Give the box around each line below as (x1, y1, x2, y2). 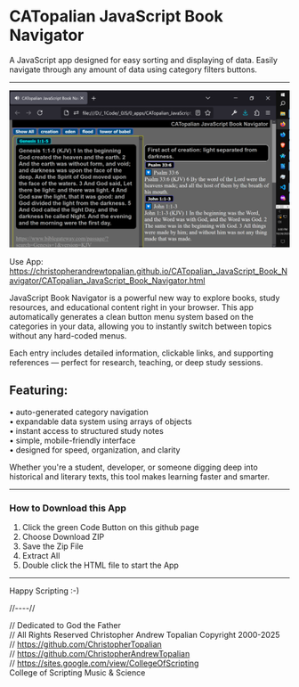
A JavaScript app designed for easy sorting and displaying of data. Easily (9, 54, 279, 65)
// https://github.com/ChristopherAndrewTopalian (9, 649, 190, 659)
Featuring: (9, 383, 69, 398)
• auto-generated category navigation (9, 406, 149, 417)
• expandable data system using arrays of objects (9, 416, 193, 427)
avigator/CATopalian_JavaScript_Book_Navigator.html (9, 274, 206, 286)
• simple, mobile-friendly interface (9, 435, 136, 446)
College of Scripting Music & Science (9, 667, 146, 678)
